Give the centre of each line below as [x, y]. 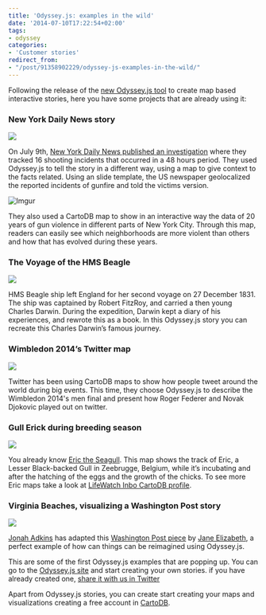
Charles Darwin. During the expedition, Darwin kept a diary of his [114, 311]
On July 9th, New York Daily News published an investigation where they [127, 151]
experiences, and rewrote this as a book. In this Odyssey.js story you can [128, 320]
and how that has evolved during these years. [83, 242]
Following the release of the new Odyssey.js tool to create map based [122, 90]
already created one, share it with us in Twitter [84, 579]
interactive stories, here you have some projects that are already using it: [127, 98]
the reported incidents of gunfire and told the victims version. [108, 186]
